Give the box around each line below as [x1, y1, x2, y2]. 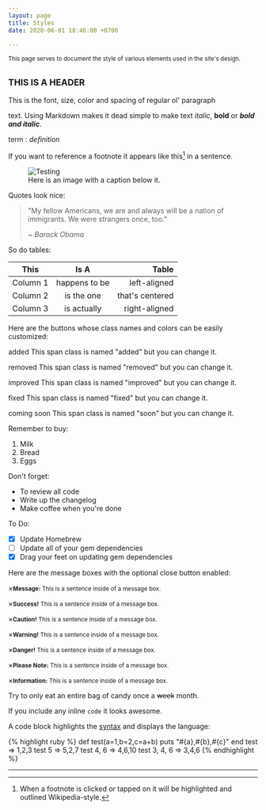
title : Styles [8, 19, 55, 27]
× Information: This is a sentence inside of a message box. [8, 675, 169, 686]
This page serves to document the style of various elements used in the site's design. [8, 55, 241, 63]
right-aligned [123, 303, 174, 314]
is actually [63, 303, 102, 314]
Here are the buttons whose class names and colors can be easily [8, 323, 223, 333]
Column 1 [12, 277, 49, 288]
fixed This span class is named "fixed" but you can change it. [8, 393, 208, 403]
